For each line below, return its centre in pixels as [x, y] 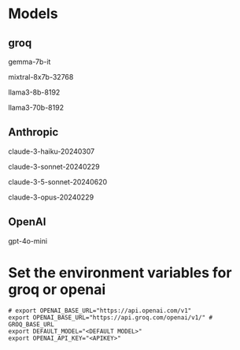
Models [33, 14]
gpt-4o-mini [28, 240]
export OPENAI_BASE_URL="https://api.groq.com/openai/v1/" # [111, 317]
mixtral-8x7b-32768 [41, 77]
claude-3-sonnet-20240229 [54, 166]
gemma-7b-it [30, 61]
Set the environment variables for [120, 272]
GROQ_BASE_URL [31, 324]
